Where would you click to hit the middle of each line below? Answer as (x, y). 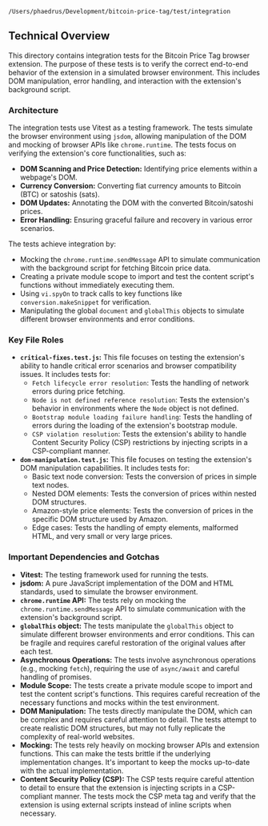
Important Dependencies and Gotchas (84, 557)
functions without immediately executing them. (97, 285)
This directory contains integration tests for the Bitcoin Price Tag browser (129, 55)
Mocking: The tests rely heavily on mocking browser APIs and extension (140, 745)
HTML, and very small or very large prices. (102, 536)
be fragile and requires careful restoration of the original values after (133, 642)
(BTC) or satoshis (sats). (60, 194)
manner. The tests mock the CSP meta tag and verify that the (155, 796)
